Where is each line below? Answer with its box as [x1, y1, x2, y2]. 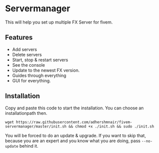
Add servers [12, 46, 37, 52]
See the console [12, 62, 45, 68]
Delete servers [12, 51, 42, 57]
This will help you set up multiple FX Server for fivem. [5, 19, 113, 25]
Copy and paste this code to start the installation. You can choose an [5, 105, 144, 111]
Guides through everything [12, 72, 67, 78]
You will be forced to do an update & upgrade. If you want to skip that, [5, 132, 146, 138]
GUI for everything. [12, 77, 51, 83]
